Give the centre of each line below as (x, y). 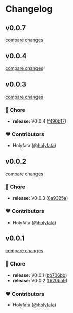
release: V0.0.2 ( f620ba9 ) (40, 280)
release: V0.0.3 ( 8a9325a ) (40, 198)
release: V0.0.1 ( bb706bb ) (40, 275)
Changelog (29, 9)
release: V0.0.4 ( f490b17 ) (40, 121)
